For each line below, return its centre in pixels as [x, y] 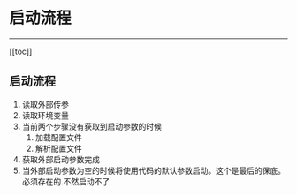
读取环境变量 [45, 115]
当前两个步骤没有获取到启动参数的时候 [91, 126]
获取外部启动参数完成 [61, 159]
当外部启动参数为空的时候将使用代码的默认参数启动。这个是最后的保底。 [153, 170]
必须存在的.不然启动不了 [66, 181]
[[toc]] [21, 51]
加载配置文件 [58, 137]
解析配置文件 [58, 148]
